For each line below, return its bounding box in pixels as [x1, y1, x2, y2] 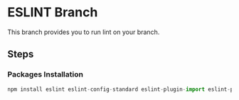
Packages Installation [7, 70, 84, 79]
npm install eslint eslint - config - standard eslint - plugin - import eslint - [7, 86, 231, 93]
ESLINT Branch [7, 4, 98, 21]
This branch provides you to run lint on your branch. [7, 28, 160, 36]
